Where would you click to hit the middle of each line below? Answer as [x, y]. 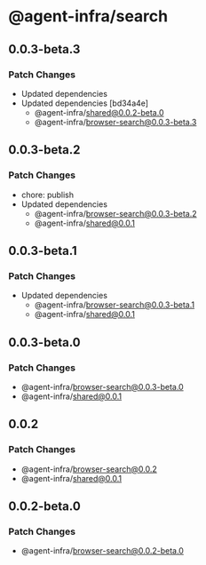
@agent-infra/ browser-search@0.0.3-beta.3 [115, 122]
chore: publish [48, 195]
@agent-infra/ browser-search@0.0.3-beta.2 [115, 213]
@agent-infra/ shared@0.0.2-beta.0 [99, 112]
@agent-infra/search [88, 16]
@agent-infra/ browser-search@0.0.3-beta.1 [115, 305]
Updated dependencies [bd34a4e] [84, 103]
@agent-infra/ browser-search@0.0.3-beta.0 [102, 386]
